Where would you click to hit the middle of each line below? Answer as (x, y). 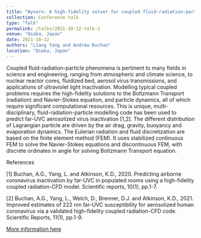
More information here (34, 229)
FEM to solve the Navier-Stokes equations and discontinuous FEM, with (94, 144)
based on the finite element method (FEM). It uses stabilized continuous (95, 138)
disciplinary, (21, 112)
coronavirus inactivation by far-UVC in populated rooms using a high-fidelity (100, 180)
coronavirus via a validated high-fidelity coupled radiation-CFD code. (92, 211)
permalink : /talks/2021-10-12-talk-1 (53, 28)
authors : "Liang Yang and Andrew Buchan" (59, 46)
